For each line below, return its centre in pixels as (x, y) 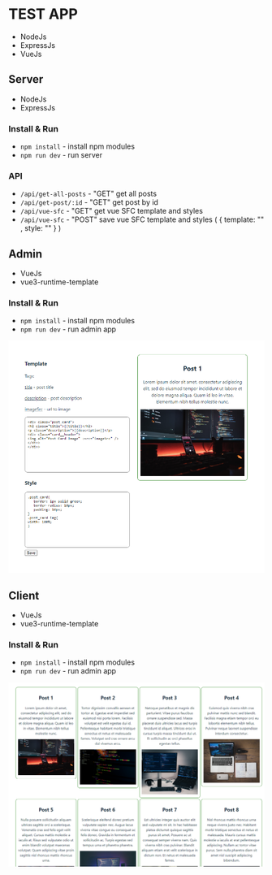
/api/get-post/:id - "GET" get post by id (89, 202)
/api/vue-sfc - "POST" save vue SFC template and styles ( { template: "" (142, 219)
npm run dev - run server (61, 155)
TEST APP (43, 14)
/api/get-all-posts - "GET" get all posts (88, 194)
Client (24, 595)
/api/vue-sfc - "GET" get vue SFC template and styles (111, 211)
